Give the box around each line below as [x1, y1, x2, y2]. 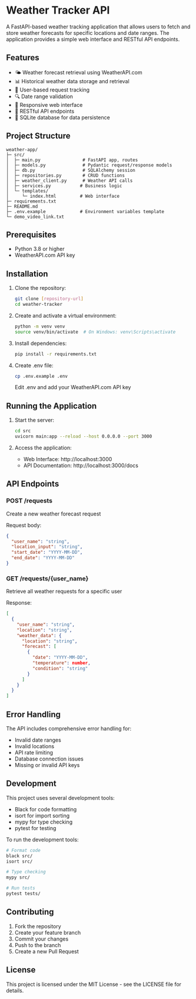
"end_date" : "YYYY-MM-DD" [11, 555, 75, 561]
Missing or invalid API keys [14, 762, 80, 769]
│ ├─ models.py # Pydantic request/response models [6, 162, 172, 168]
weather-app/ [6, 146, 38, 152]
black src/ [6, 853, 33, 859]
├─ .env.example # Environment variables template [6, 208, 165, 214]
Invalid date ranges [14, 736, 62, 744]
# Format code [6, 847, 41, 853]
